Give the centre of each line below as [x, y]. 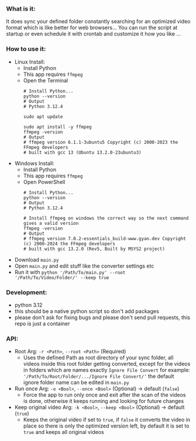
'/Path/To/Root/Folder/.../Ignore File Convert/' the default [99, 376]
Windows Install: [34, 163]
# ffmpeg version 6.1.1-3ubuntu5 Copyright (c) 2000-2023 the [101, 142]
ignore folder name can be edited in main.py [76, 383]
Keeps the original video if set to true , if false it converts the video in [107, 420]
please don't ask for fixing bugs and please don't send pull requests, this [102, 317]
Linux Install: [30, 62]
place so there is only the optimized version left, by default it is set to [106, 426]
